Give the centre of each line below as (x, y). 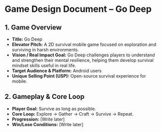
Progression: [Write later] (38, 119)
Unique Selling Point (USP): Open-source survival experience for (79, 76)
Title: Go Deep (27, 39)
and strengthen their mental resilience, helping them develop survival (82, 60)
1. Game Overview (33, 27)
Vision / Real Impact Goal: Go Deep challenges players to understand (83, 55)
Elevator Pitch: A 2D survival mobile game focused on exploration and (84, 44)
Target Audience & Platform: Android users (57, 71)
